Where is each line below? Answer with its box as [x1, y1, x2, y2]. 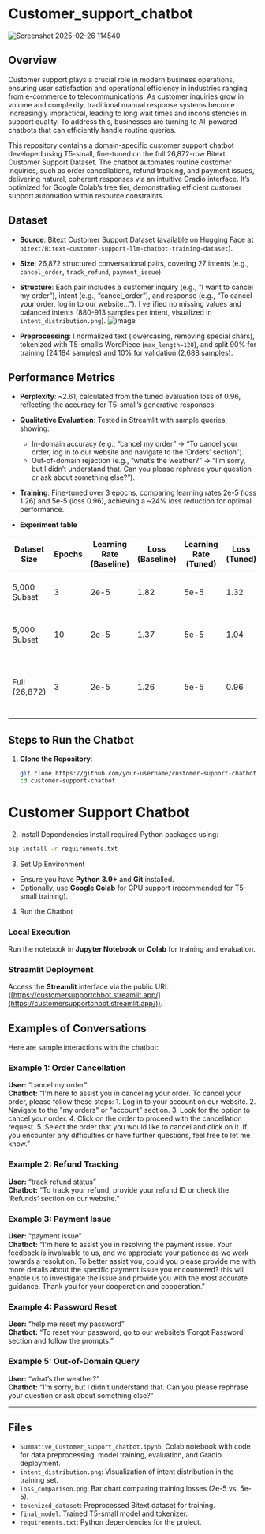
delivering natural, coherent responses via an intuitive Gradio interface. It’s [8, 174, 250, 183]
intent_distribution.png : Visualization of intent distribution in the [19, 1467, 234, 1476]
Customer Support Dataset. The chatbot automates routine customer [8, 157, 232, 167]
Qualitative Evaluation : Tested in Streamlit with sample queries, [19, 416, 228, 425]
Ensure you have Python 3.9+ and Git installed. [19, 874, 175, 884]
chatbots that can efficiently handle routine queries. [8, 125, 176, 134]
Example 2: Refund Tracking [8, 1159, 119, 1170]
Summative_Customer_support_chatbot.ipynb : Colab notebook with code [19, 1442, 251, 1451]
